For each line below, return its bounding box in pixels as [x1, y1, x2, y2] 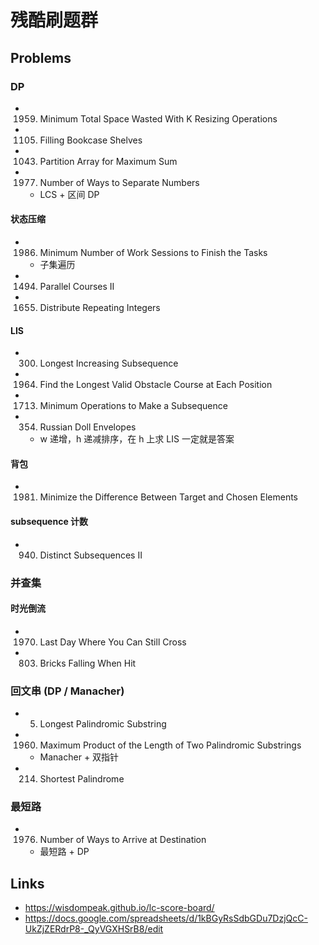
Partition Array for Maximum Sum [39, 155, 178, 167]
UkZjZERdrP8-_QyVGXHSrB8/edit [24, 923, 164, 935]
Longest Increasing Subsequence [39, 357, 179, 370]
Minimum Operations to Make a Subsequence [39, 400, 228, 412]
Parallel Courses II [39, 281, 115, 293]
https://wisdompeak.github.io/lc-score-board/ [24, 902, 215, 914]
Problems [10, 49, 72, 66]
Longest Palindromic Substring [39, 718, 167, 730]
